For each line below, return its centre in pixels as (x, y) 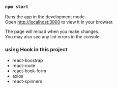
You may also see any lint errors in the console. (53, 37)
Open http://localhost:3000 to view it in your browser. (59, 22)
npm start (17, 7)
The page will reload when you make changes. (52, 31)
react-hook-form (29, 71)
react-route (24, 65)
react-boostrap (28, 60)
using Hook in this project (36, 50)
